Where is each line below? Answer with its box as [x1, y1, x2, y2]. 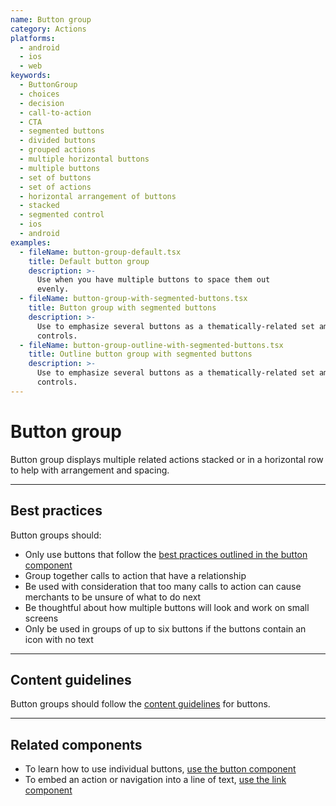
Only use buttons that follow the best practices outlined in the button [24, 548, 308, 560]
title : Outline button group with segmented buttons [28, 349, 253, 360]
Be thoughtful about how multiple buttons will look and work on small [24, 601, 310, 613]
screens [24, 612, 59, 624]
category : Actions [10, 24, 87, 34]
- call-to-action [19, 107, 92, 118]
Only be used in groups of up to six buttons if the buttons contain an [24, 622, 307, 635]
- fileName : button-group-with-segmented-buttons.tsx [19, 294, 248, 304]
